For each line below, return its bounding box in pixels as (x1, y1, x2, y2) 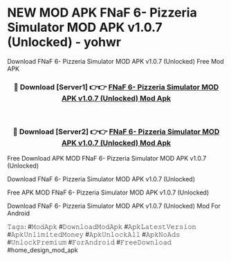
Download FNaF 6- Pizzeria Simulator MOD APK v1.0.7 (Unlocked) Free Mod (7, 57, 225, 65)
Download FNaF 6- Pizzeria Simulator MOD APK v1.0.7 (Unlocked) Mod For (7, 201, 221, 210)
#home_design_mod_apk (7, 246, 78, 254)
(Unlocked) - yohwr (7, 35, 122, 50)
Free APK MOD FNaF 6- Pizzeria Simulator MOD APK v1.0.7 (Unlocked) (7, 188, 210, 197)
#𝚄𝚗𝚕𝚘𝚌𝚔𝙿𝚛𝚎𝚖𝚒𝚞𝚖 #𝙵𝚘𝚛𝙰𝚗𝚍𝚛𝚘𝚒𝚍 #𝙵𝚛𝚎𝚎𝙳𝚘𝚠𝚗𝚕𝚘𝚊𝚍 (7, 237, 172, 246)
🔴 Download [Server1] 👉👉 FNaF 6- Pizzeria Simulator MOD (13, 82, 219, 91)
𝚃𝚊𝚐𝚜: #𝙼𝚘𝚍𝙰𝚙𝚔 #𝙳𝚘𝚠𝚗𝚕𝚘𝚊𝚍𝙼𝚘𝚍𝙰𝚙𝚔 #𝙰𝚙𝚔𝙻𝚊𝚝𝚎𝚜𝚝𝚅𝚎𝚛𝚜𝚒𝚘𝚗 (7, 222, 197, 231)
